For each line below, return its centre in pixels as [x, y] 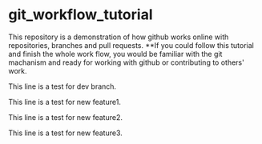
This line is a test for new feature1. [65, 102]
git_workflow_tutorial [81, 15]
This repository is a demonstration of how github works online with [119, 37]
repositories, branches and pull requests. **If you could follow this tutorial [131, 45]
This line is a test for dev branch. [62, 86]
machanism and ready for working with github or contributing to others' [126, 62]
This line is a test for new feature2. [65, 117]
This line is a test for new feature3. [65, 133]
